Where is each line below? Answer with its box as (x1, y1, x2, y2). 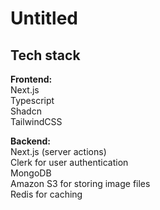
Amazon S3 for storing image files (10, 178, 151, 189)
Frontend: (10, 73, 53, 85)
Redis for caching (10, 188, 83, 200)
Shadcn (10, 105, 42, 117)
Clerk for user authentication (10, 157, 129, 168)
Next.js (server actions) (10, 146, 107, 157)
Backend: (10, 135, 51, 147)
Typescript (10, 95, 55, 106)
